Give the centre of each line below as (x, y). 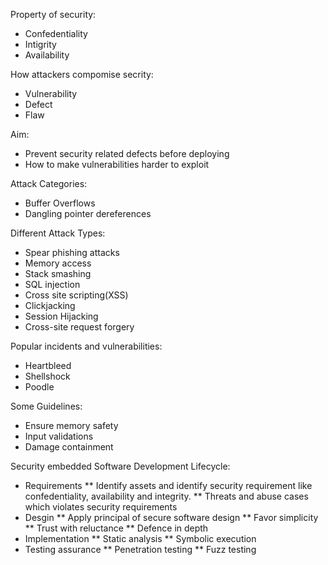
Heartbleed (48, 365)
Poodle (39, 387)
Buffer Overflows (60, 203)
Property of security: (53, 14)
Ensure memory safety (71, 425)
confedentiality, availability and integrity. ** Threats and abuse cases (166, 496)
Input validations (59, 436)
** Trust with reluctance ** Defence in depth (116, 528)
